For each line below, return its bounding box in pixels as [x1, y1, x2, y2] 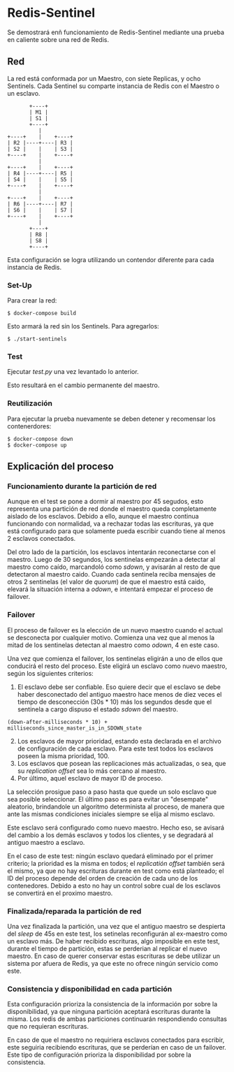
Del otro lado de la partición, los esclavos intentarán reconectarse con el [7, 548, 216, 556]
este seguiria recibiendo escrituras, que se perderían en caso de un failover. [7, 1043, 227, 1052]
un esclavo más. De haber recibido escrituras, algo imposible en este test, [7, 936, 220, 945]
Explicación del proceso [7, 461, 114, 472]
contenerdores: [7, 421, 52, 430]
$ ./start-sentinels [7, 335, 68, 343]
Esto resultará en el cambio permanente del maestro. [7, 381, 160, 389]
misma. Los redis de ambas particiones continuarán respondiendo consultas [7, 1015, 227, 1023]
